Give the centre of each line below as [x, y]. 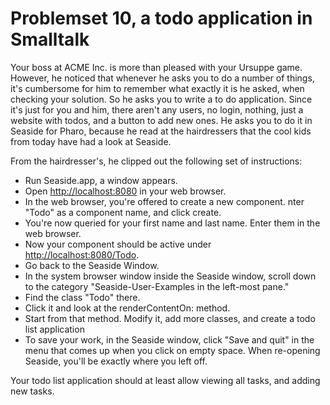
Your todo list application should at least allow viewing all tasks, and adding [165, 380]
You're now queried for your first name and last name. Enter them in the [172, 223]
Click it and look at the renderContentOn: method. [127, 308]
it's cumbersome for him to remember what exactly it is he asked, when [157, 88]
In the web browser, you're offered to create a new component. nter [164, 201]
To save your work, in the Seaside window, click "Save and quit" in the [169, 339]
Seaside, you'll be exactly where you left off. [116, 361]
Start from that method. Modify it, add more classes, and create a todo [170, 318]
